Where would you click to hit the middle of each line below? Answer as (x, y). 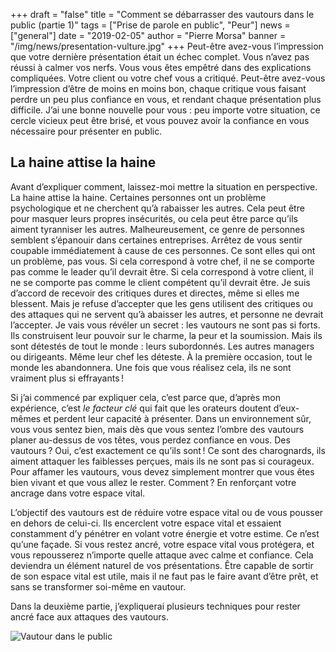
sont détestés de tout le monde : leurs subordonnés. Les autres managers (162, 346)
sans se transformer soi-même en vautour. (98, 586)
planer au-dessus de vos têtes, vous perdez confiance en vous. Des (150, 440)
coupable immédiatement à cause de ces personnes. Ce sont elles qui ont (163, 250)
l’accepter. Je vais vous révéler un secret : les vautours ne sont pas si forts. (165, 325)
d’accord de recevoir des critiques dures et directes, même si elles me (155, 293)
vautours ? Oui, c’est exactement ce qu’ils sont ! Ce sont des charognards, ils (168, 450)
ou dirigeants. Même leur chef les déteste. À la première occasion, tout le (161, 356)
